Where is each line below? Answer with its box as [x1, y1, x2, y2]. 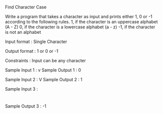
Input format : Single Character [5, 39, 67, 45]
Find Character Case [5, 4, 47, 10]
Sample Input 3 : [5, 86, 38, 92]
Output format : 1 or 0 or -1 [5, 48, 59, 54]
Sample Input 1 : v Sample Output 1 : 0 [5, 67, 81, 73]
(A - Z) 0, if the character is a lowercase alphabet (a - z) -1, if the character [5, 24, 155, 30]
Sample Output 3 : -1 [5, 103, 46, 109]
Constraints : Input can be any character [5, 58, 86, 63]
